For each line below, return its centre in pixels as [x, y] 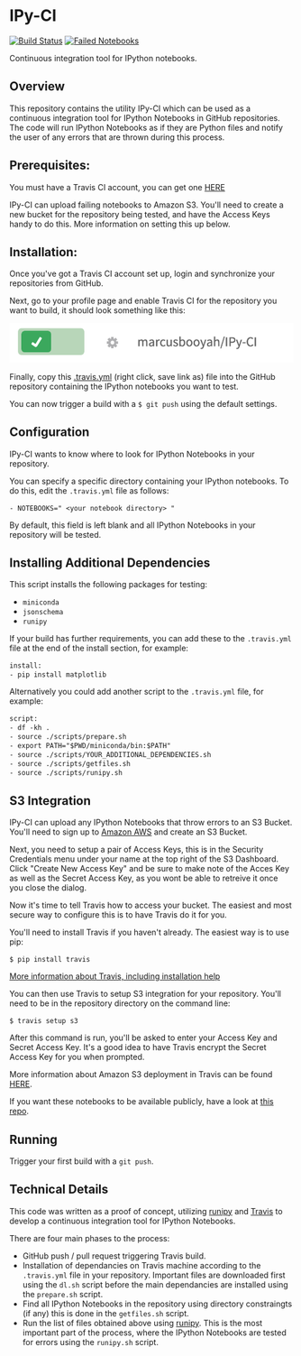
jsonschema [43, 613]
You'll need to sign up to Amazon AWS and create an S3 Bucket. [128, 832]
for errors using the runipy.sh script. [91, 1342]
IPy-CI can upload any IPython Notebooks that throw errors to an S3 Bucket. [151, 823]
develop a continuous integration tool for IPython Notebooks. [123, 1221]
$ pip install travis [50, 960]
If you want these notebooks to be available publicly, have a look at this [141, 1102]
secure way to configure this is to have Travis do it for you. [118, 915]
